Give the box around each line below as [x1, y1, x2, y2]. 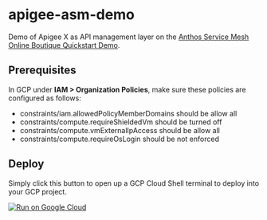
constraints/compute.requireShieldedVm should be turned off [19, 117, 222, 127]
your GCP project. [8, 187, 68, 196]
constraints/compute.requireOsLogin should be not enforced [19, 134, 219, 143]
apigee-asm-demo [8, 6, 135, 24]
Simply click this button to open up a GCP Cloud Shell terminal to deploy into [8, 178, 260, 188]
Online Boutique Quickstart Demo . [8, 40, 120, 49]
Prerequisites [8, 64, 77, 77]
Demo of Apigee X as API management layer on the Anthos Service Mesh [8, 32, 249, 41]
